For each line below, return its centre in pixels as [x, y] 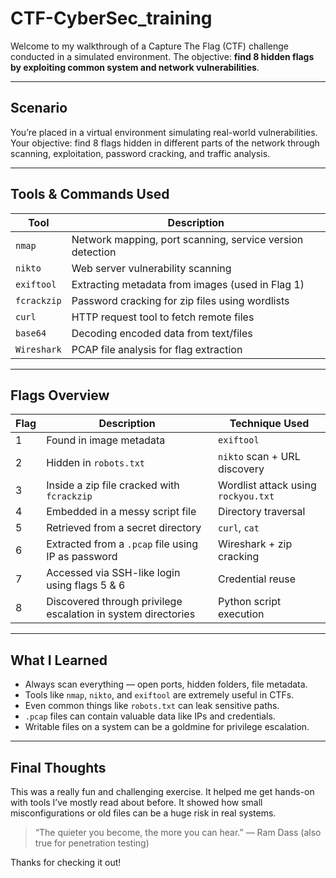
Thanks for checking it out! [66, 862]
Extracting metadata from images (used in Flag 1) [188, 284]
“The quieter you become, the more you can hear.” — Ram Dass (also [178, 832]
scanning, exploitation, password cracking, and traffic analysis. [140, 153]
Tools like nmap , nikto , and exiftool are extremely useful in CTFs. [159, 695]
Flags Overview [60, 395]
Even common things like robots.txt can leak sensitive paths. [152, 706]
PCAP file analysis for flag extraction [157, 349]
